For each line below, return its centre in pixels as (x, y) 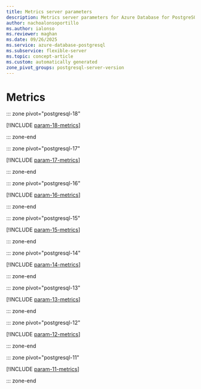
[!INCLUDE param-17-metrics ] (43, 160)
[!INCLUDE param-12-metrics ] (43, 334)
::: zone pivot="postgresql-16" (43, 183)
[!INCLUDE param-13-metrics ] (43, 300)
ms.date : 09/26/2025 (32, 40)
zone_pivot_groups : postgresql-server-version (65, 67)
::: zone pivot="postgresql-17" (43, 149)
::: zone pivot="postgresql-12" (43, 323)
